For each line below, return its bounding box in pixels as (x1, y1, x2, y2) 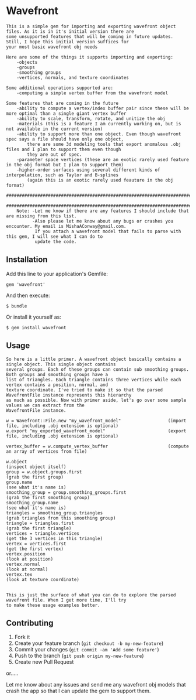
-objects (16, 59, 38, 65)
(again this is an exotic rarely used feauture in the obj (27, 177, 174, 183)
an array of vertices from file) (6, 448, 87, 455)
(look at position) (6, 556, 54, 562)
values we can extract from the (6, 402, 85, 408)
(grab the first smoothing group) (6, 494, 90, 500)
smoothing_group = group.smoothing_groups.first (6, 489, 127, 496)
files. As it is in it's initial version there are (6, 28, 134, 35)
